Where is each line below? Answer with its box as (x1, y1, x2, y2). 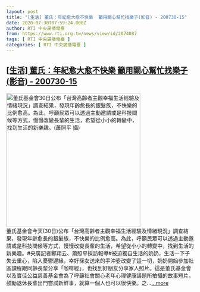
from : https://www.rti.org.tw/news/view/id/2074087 (6, 31, 137, 37)
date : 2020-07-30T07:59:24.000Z (6, 20, 86, 26)
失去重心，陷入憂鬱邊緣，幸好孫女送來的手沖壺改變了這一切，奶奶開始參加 (6, 257, 189, 264)
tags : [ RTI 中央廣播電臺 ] (6, 36, 70, 42)
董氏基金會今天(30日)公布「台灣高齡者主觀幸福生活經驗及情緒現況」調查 (6, 227, 183, 234)
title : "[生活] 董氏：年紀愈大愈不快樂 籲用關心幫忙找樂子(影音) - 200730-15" (6, 14, 187, 20)
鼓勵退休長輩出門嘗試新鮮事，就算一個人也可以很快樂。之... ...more (6, 279, 169, 286)
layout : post (6, 8, 39, 15)
